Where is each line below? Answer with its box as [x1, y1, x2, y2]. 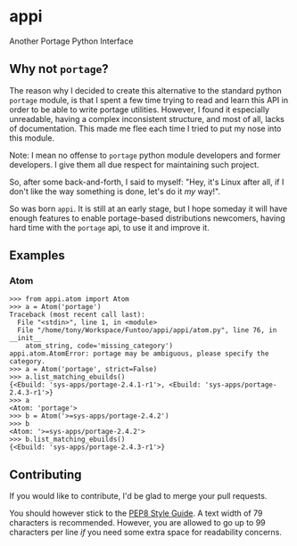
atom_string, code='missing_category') [25, 341, 174, 351]
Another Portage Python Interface [9, 36, 134, 46]
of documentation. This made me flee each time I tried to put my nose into [9, 123, 282, 134]
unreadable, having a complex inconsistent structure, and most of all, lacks [9, 113, 285, 124]
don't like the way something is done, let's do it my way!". [9, 185, 221, 197]
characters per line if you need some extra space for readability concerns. [9, 527, 283, 538]
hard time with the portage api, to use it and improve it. [9, 222, 210, 232]
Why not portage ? [9, 61, 109, 77]
